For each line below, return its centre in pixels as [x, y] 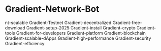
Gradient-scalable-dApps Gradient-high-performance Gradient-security [78, 38]
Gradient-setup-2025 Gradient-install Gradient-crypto [81, 27]
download [15, 27]
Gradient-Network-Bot [52, 9]
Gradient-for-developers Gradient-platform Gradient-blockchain [81, 33]
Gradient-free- [127, 23]
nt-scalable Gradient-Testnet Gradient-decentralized [58, 23]
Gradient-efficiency [25, 43]
